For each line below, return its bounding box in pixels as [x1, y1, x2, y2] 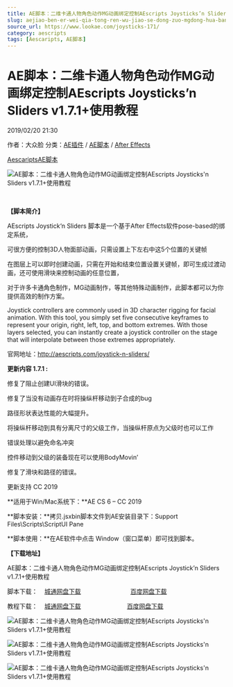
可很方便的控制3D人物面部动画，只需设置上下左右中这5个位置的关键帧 [7, 245, 208, 254]
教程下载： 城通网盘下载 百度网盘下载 [7, 602, 164, 611]
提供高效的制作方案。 [7, 292, 68, 301]
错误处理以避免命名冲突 [7, 438, 74, 447]
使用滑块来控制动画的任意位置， [31, 269, 123, 277]
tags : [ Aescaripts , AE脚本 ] [7, 36, 87, 43]
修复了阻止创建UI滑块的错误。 [7, 379, 93, 388]
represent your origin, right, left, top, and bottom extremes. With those [7, 321, 208, 329]
